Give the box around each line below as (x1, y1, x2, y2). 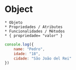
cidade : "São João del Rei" (13, 56, 72, 61)
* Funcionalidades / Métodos (4, 28, 65, 33)
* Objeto (4, 20, 23, 25)
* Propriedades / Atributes (4, 24, 63, 29)
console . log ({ (4, 41, 34, 47)
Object (4, 3, 33, 15)
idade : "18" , (13, 51, 41, 56)
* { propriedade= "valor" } (4, 33, 63, 38)
